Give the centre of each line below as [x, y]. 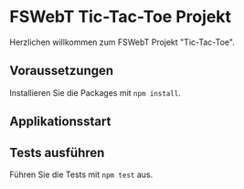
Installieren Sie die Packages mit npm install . [95, 92]
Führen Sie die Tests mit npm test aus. [81, 174]
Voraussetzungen [62, 71]
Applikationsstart [60, 122]
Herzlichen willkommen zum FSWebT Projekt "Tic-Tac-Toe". [122, 42]
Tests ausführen [57, 152]
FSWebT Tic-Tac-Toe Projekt [120, 17]
